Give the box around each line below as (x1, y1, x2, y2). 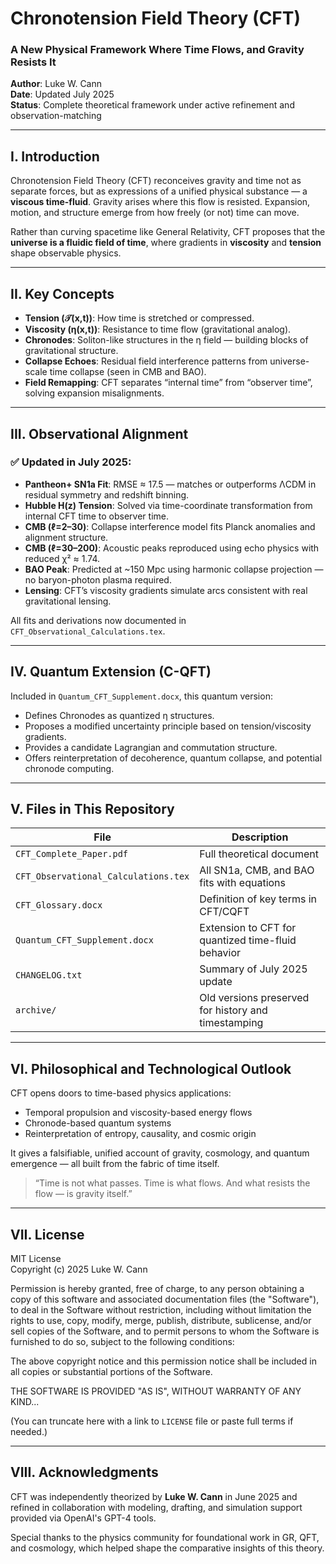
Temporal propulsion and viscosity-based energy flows (24, 1107, 253, 1119)
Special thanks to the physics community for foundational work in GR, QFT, (10, 1531, 320, 1543)
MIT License (10, 1253, 62, 1265)
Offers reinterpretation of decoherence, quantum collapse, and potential (24, 752, 323, 764)
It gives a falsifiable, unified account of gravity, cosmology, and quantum (10, 1147, 310, 1159)
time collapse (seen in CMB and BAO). (49, 366, 207, 378)
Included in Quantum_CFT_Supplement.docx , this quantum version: (10, 690, 273, 702)
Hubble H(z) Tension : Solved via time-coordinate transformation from (24, 499, 313, 511)
